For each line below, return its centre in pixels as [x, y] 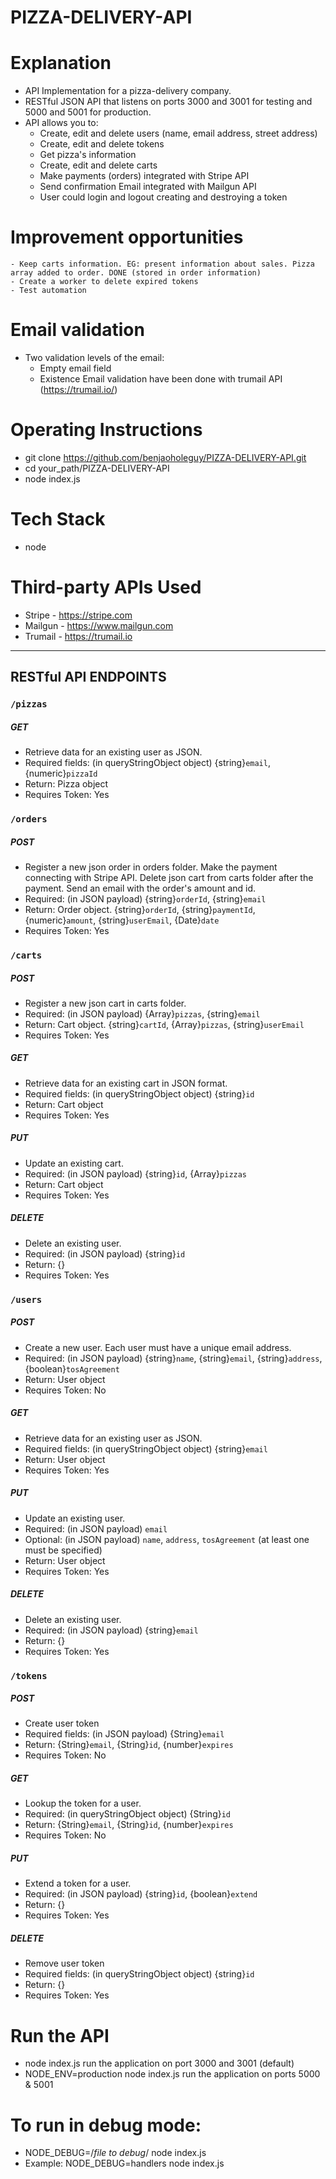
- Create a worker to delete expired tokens [104, 282]
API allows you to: [61, 123]
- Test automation [48, 291]
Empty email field [75, 368]
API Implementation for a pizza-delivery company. [128, 91]
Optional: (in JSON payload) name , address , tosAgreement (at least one [167, 1539]
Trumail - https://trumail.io [78, 636]
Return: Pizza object [66, 784]
